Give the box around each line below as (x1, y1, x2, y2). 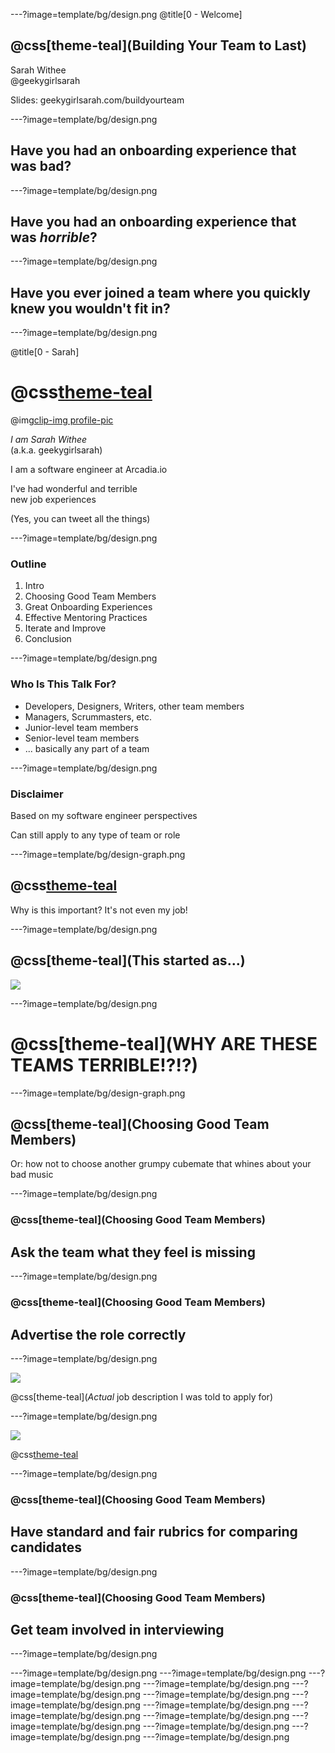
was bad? (10, 158, 72, 175)
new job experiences (10, 494, 97, 506)
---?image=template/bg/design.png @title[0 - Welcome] (10, 9, 243, 20)
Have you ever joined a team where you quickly (10, 284, 311, 301)
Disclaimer (10, 787, 64, 801)
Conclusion (24, 633, 72, 645)
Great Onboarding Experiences (24, 601, 153, 613)
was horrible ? (10, 229, 98, 246)
